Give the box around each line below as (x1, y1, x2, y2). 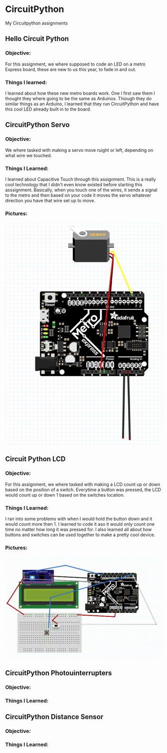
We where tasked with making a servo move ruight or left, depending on (5, 147, 154, 153)
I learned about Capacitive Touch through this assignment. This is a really (5, 176, 156, 182)
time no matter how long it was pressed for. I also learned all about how (5, 527, 152, 533)
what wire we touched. (5, 152, 52, 158)
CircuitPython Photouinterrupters (5, 668, 112, 677)
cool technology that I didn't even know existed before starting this (5, 181, 143, 187)
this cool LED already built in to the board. (5, 106, 91, 112)
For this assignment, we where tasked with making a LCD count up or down (5, 481, 161, 487)
